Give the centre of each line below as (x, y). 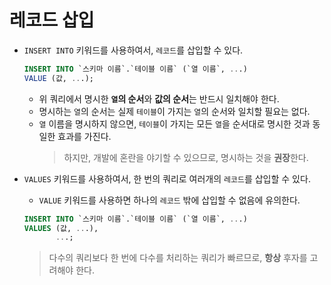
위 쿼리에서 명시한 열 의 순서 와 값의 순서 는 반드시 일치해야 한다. (159, 98)
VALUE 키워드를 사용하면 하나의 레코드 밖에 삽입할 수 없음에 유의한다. (169, 200)
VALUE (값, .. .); (58, 78)
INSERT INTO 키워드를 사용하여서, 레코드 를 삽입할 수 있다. (133, 50)
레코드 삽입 (52, 20)
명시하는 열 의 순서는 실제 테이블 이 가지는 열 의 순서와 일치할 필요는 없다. (174, 111)
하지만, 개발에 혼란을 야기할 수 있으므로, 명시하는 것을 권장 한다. (186, 157)
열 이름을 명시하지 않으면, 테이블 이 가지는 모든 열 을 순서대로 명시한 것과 (174, 123)
